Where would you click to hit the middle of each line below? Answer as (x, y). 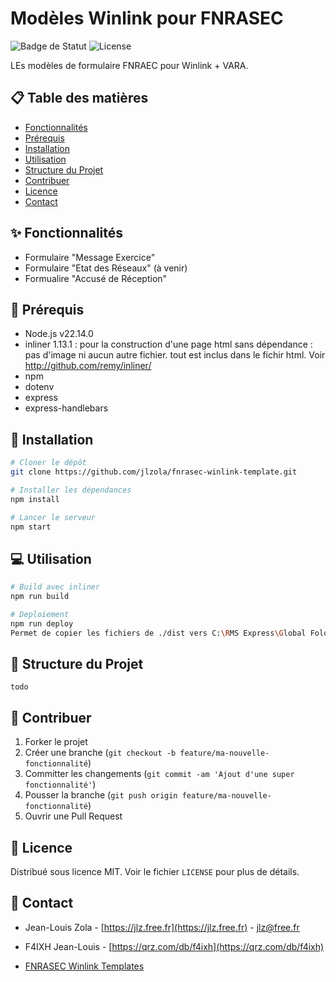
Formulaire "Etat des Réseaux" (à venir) (106, 268)
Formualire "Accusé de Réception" (96, 278)
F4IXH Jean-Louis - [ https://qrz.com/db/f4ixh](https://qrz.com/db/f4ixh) (174, 946)
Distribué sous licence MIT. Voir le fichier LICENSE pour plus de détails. (155, 872)
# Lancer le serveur (53, 517)
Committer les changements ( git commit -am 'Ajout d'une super (159, 774)
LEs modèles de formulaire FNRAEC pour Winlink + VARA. (129, 65)
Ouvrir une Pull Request (73, 816)
